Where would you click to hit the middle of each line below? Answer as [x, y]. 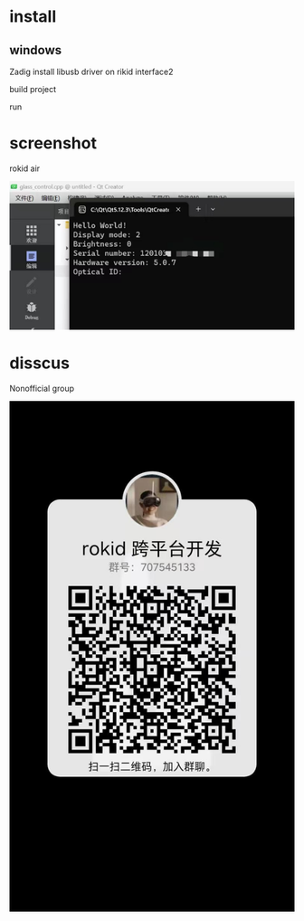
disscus [40, 363]
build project [33, 89]
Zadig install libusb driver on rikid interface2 [91, 71]
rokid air [25, 168]
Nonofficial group [42, 388]
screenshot [53, 143]
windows [36, 50]
